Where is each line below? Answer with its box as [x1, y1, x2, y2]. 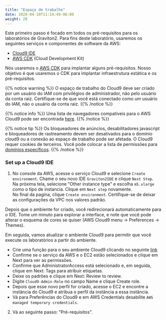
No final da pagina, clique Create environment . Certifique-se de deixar [12, 192, 156, 197]
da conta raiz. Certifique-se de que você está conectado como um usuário [5, 96, 158, 102]
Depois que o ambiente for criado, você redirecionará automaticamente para [5, 206, 162, 212]
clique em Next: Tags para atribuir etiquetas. [12, 267, 103, 273]
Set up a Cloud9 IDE [5, 159, 54, 166]
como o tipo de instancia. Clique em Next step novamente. [12, 186, 132, 192]
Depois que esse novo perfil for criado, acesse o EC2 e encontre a [12, 283, 149, 289]
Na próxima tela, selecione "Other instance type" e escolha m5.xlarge [12, 181, 155, 187]
